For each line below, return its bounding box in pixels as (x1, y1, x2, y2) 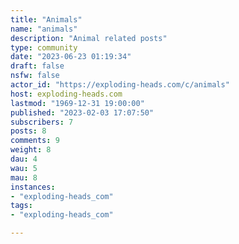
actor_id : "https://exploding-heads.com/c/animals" (10, 80, 230, 90)
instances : (10, 182, 56, 192)
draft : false (10, 61, 65, 71)
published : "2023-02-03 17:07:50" (10, 107, 155, 118)
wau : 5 (10, 163, 38, 173)
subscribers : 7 (10, 117, 74, 127)
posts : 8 (10, 126, 47, 136)
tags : (10, 201, 33, 211)
